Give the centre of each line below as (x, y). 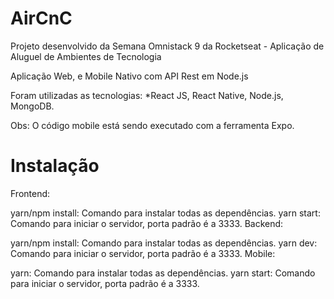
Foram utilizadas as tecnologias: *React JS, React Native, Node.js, (147, 95)
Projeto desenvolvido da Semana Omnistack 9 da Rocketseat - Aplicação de (167, 46)
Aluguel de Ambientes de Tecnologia (86, 56)
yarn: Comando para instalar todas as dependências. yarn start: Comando (163, 273)
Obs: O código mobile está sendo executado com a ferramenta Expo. (152, 125)
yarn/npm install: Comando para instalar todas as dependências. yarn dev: (164, 243)
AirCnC (41, 18)
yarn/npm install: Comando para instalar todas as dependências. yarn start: (165, 213)
